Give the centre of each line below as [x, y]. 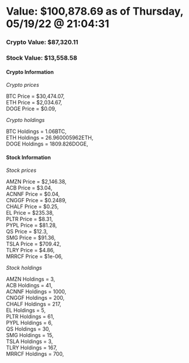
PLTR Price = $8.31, [30, 219]
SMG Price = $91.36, [31, 238]
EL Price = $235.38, [30, 213]
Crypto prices [23, 85]
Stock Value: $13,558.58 [42, 58]
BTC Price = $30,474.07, [35, 96]
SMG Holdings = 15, [30, 335]
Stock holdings [24, 268]
